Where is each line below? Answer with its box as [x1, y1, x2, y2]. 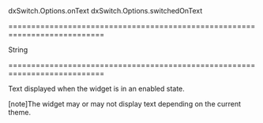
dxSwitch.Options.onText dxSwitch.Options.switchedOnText [8, 6, 203, 15]
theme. [8, 108, 32, 117]
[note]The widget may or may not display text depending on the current [8, 99, 242, 108]
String [8, 45, 28, 54]
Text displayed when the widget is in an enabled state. [8, 84, 186, 93]
